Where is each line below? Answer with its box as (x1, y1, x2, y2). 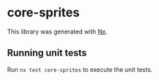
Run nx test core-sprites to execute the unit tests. (7, 65, 153, 73)
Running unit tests (7, 47, 87, 59)
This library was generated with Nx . (7, 27, 108, 36)
